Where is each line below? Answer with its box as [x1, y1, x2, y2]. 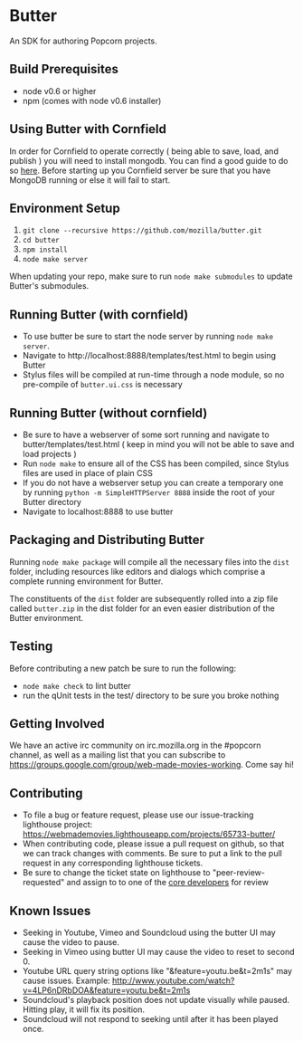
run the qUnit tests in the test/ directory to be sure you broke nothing [22, 690, 279, 701]
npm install [22, 245, 68, 254]
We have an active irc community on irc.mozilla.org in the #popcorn [9, 740, 261, 751]
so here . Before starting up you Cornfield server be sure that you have [9, 165, 271, 176]
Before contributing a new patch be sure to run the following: [9, 663, 237, 673]
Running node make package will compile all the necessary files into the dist [9, 556, 289, 567]
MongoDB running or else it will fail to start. [9, 174, 171, 186]
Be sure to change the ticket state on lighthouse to [22, 867, 211, 878]
